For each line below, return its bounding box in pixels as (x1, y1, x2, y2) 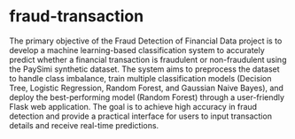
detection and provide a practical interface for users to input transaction (9, 111, 273, 121)
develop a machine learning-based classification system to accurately (9, 44, 266, 55)
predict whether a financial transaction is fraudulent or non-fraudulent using (9, 54, 287, 65)
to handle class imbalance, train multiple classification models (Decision (9, 73, 272, 83)
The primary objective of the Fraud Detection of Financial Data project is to (9, 35, 283, 46)
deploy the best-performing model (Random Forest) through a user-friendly (9, 91, 285, 103)
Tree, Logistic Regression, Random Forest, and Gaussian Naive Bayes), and (9, 82, 283, 93)
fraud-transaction (9, 6, 144, 27)
